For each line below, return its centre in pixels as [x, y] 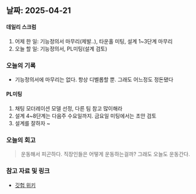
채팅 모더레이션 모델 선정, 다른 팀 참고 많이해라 [69, 109]
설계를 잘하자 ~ [32, 123]
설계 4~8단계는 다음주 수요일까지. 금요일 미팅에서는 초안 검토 [86, 116]
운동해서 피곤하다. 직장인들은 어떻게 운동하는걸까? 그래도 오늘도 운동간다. [105, 154]
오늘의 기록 [21, 65]
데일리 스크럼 [21, 27]
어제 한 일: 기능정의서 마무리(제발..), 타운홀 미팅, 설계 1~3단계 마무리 [94, 41]
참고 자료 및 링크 [28, 171]
